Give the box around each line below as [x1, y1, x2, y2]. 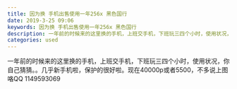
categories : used [7, 37, 59, 44]
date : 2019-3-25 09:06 [7, 17, 74, 24]
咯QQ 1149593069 [7, 75, 61, 83]
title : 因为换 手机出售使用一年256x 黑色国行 [7, 10, 128, 18]
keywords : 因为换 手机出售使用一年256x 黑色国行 [7, 23, 137, 30]
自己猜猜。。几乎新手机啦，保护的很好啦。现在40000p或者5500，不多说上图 [7, 66, 229, 74]
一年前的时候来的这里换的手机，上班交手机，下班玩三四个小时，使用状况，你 [7, 57, 230, 66]
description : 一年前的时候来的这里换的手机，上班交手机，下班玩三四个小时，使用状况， [7, 30, 233, 37]
